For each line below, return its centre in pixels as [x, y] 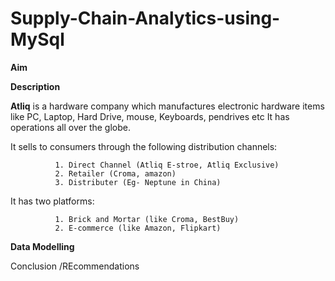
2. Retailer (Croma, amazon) [115, 173]
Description [35, 86]
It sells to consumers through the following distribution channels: [144, 146]
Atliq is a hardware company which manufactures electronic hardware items [167, 106]
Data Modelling [42, 246]
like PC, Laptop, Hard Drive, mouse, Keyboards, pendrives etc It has [150, 116]
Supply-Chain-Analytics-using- [145, 18]
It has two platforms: [52, 201]
